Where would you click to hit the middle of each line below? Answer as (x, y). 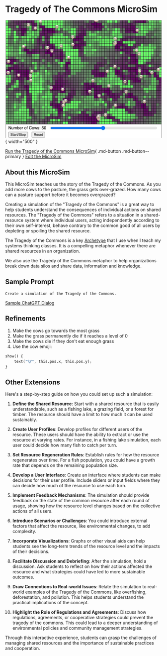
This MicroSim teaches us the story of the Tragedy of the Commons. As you (83, 184)
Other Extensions (33, 382)
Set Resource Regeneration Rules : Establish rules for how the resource (86, 455)
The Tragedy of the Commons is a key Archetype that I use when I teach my (83, 240)
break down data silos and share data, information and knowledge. (73, 266)
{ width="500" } (22, 142)
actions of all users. (33, 511)
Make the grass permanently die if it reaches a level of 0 (70, 336)
